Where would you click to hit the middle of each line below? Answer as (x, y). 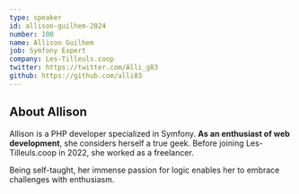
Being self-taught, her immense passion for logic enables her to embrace (145, 170)
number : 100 (31, 34)
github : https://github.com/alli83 (76, 76)
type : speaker (36, 17)
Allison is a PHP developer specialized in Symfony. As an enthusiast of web (149, 133)
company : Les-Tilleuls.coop (62, 59)
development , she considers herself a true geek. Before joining (127, 143)
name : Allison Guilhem (52, 42)
